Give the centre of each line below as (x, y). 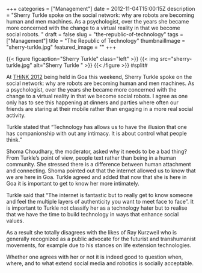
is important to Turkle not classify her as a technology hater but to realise (97, 208)
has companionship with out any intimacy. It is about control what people (97, 133)
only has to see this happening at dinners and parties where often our (93, 102)
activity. (16, 115)
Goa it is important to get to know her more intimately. (73, 184)
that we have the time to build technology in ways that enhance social (93, 214)
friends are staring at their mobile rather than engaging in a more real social (100, 109)
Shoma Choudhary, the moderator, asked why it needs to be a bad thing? (97, 151)
